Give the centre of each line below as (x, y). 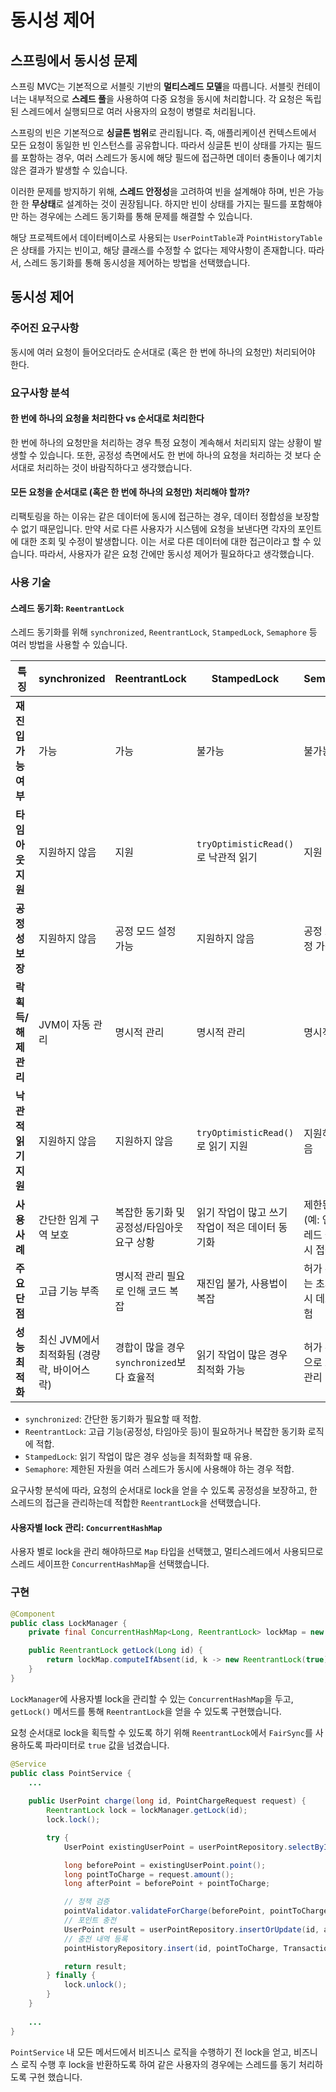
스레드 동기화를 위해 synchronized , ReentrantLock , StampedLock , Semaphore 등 (164, 632)
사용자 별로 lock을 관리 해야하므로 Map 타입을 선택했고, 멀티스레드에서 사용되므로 (167, 1552)
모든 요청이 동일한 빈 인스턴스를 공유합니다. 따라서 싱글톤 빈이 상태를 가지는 (157, 145)
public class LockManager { (69, 1623)
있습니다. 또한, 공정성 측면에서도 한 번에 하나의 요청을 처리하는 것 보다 (175, 455)
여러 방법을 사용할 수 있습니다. (69, 645)
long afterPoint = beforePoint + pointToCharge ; (167, 1884)
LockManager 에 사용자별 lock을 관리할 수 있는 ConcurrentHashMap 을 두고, (152, 1698)
